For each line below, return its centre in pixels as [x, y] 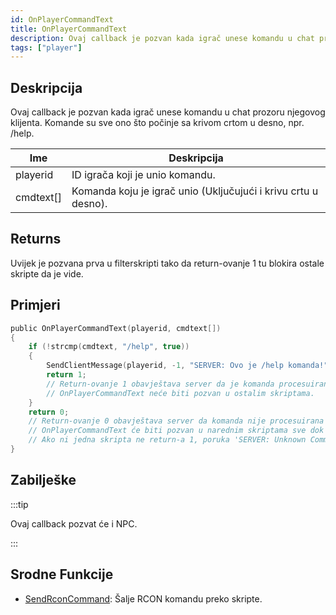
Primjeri [35, 305]
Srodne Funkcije [62, 574]
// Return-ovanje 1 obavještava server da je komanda [160, 384]
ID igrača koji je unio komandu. [143, 175]
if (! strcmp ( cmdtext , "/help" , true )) [109, 347]
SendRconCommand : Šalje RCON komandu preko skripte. [143, 598]
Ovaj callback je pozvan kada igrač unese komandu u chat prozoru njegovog [168, 112]
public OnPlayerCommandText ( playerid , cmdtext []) [116, 328]
